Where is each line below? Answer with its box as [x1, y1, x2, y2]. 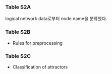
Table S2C [5, 52, 31, 59]
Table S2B [5, 29, 31, 36]
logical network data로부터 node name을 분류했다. [5, 16, 107, 22]
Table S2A [5, 4, 31, 11]
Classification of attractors [12, 64, 68, 70]
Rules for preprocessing [12, 40, 63, 46]
